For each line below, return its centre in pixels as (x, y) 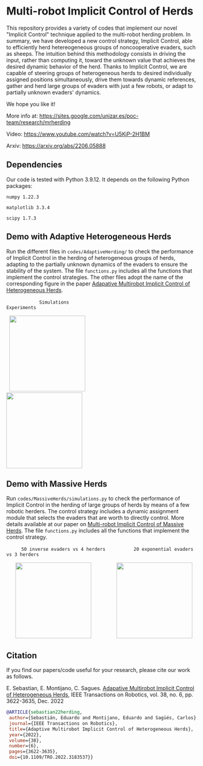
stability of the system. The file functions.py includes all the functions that (99, 270)
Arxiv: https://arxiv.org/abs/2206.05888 (56, 145)
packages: (19, 185)
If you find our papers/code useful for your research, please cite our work (98, 670)
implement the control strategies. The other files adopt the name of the (95, 277)
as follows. (20, 676)
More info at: (22, 116)
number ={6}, (24, 746)
